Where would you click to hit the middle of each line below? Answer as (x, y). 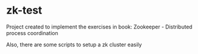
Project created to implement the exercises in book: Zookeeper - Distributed (99, 27)
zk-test (24, 10)
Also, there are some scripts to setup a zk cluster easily (74, 45)
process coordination (32, 33)
